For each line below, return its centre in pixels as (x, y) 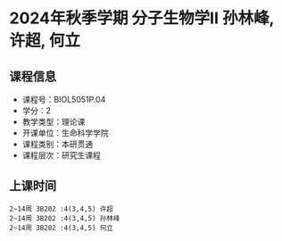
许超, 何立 (45, 41)
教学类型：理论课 (54, 122)
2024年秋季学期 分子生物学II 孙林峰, (142, 18)
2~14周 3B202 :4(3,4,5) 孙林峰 (65, 218)
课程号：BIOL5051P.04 (64, 100)
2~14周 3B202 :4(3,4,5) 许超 (62, 209)
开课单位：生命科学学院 (65, 133)
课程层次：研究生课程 (61, 155)
